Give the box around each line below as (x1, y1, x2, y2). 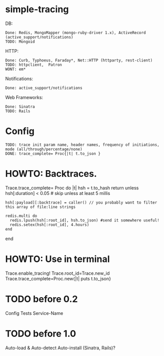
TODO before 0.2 (5, 293, 78, 305)
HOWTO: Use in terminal (5, 253, 110, 265)
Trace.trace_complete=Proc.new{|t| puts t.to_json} (5, 275, 111, 281)
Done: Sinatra (5, 104, 35, 109)
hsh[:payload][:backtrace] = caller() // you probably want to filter (5, 200, 157, 205)
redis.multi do (5, 213, 37, 218)
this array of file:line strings (5, 204, 76, 209)
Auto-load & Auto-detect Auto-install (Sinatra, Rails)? (5, 344, 115, 351)
